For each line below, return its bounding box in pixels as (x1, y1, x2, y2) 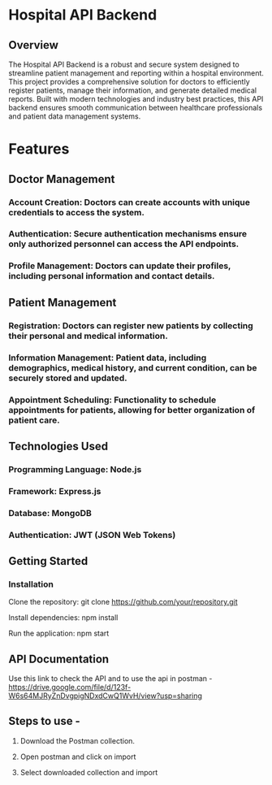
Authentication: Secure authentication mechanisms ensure (8, 228, 248, 240)
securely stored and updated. (8, 372, 127, 384)
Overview (8, 38, 59, 52)
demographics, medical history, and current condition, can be (8, 362, 257, 373)
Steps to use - (8, 714, 81, 728)
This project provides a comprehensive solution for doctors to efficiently (8, 77, 250, 86)
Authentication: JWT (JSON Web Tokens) (8, 529, 176, 540)
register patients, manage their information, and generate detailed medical (8, 85, 257, 95)
